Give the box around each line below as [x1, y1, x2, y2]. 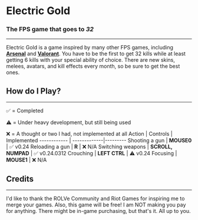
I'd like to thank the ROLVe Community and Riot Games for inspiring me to [6, 195, 185, 202]
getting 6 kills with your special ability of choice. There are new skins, [6, 56, 176, 64]
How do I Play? [6, 86, 61, 96]
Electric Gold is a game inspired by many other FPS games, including [6, 44, 174, 51]
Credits [6, 174, 34, 184]
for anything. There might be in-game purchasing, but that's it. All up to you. [6, 208, 191, 215]
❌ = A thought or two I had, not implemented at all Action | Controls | [6, 131, 173, 138]
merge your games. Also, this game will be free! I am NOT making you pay [6, 201, 186, 208]
